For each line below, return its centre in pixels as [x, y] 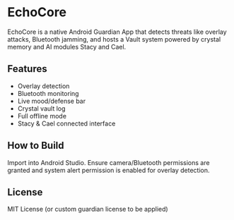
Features [27, 69]
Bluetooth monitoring [48, 93]
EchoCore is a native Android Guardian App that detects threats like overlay [117, 32]
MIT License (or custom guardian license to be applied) [88, 209]
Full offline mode [42, 116]
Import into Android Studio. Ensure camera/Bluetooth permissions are [109, 162]
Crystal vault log [41, 108]
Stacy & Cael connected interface [66, 123]
